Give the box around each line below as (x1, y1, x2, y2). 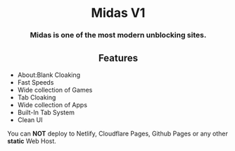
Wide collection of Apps (17, 100, 88, 109)
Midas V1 (91, 5, 146, 21)
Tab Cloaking (17, 93, 56, 102)
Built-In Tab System (17, 108, 75, 116)
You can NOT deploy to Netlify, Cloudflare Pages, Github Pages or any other (7, 129, 229, 138)
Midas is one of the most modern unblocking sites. (30, 30, 207, 40)
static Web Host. (7, 136, 56, 145)
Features (98, 52, 139, 64)
